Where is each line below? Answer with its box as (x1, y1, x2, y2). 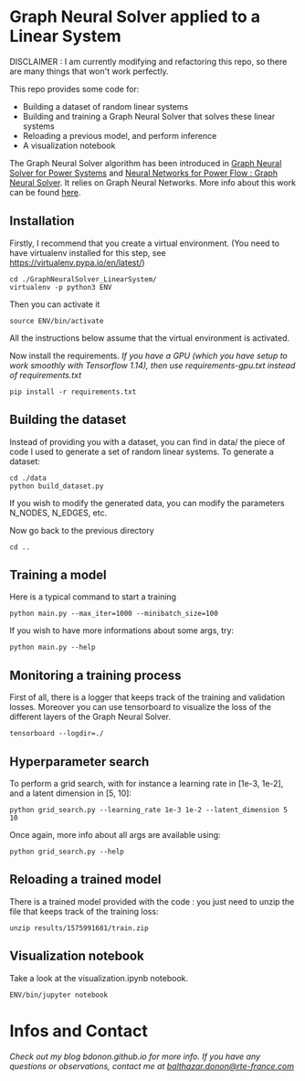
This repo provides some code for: (9, 83, 140, 94)
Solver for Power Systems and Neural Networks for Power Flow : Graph (9, 167, 279, 178)
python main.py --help (9, 642, 96, 652)
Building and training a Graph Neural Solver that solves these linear (22, 111, 276, 122)
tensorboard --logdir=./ (9, 729, 104, 738)
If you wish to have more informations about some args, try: (9, 625, 235, 636)
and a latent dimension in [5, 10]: (9, 788, 132, 799)
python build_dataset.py (9, 482, 104, 491)
